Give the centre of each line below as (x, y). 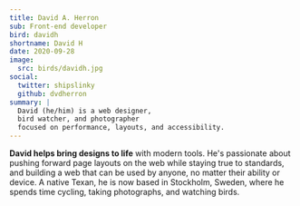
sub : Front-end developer (58, 26)
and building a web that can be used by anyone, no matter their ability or (145, 172)
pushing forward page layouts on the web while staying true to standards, (147, 163)
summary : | (30, 102)
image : (22, 60)
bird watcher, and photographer (79, 119)
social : (24, 77)
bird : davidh (34, 34)
